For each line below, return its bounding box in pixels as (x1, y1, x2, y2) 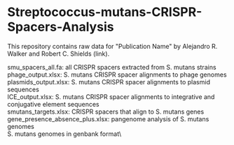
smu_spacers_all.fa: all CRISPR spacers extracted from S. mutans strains (7, 63, 216, 71)
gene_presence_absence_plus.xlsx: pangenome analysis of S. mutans (7, 114, 209, 123)
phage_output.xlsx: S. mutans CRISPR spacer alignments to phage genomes (7, 70, 227, 79)
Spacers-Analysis (7, 19, 114, 35)
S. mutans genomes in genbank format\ (7, 130, 122, 138)
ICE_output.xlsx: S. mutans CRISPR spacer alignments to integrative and (7, 92, 215, 101)
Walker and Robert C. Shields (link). (7, 49, 110, 58)
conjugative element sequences (7, 100, 99, 108)
